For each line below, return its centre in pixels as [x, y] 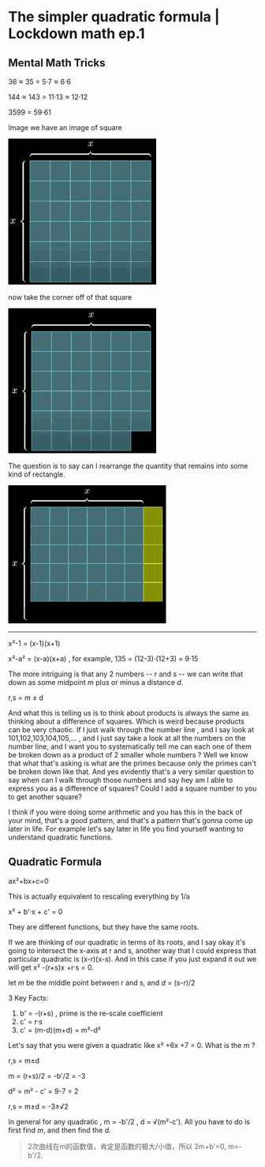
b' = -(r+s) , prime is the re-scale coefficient [91, 1013]
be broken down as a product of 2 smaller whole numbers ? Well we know [128, 755]
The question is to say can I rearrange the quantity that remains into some [128, 466]
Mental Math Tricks [57, 63]
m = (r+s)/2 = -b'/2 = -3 [47, 1075]
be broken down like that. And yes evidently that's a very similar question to [131, 772]
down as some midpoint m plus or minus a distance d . [96, 682]
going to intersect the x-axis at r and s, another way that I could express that [132, 950]
